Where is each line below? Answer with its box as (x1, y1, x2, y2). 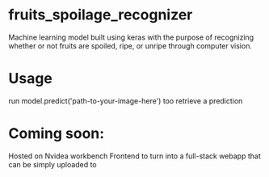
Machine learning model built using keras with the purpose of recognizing (8, 32, 254, 42)
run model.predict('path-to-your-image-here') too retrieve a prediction (8, 95, 243, 106)
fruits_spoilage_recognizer (8, 6, 193, 24)
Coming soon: (8, 124, 105, 143)
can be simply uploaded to (8, 159, 97, 169)
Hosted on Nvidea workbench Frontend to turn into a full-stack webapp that (8, 151, 261, 161)
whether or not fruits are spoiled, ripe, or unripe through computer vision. (8, 40, 253, 50)
